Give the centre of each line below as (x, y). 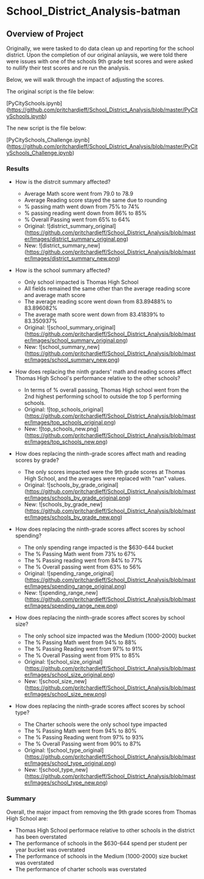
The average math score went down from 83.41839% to (94, 315)
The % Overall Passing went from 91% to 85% (82, 655)
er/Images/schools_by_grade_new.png (72, 517)
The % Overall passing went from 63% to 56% (83, 567)
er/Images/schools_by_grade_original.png (76, 498)
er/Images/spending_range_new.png (70, 606)
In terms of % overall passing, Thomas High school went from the (107, 390)
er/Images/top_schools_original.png (69, 423)
